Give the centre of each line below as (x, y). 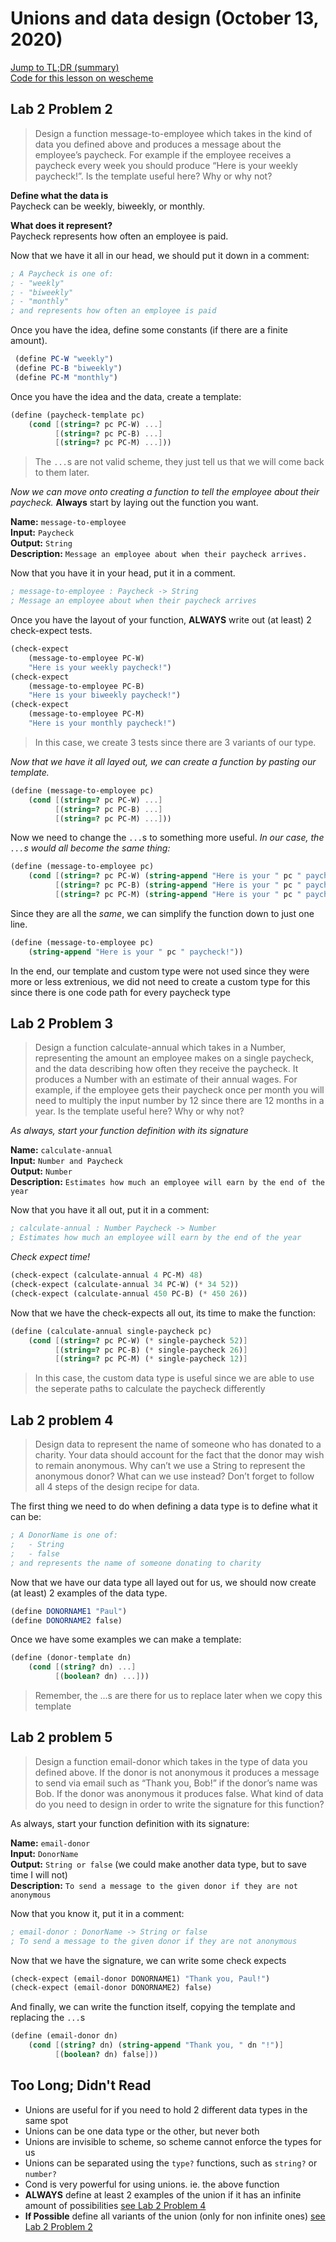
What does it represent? (61, 225)
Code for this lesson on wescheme (82, 78)
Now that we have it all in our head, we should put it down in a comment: (160, 255)
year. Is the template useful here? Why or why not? (139, 1111)
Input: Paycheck (42, 533)
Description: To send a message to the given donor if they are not (154, 1885)
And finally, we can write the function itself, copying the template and (153, 2007)
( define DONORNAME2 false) (66, 1620)
